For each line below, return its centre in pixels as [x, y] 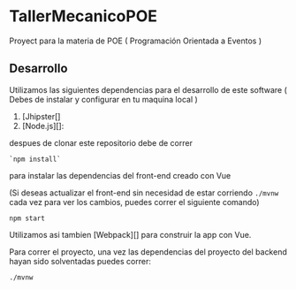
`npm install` [35, 159]
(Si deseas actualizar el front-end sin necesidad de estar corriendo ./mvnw [144, 193]
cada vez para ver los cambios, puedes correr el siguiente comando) [134, 202]
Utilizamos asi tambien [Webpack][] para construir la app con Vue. [130, 234]
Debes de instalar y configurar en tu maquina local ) [104, 99]
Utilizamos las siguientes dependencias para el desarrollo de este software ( [148, 89]
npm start [27, 218]
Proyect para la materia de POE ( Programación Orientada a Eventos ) [136, 41]
